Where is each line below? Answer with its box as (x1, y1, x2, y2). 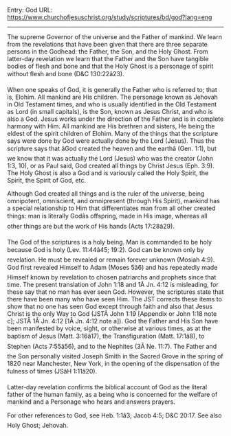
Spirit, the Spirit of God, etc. (7, 176, 87, 184)
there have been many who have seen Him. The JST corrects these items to (7, 295, 222, 303)
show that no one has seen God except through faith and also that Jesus (7, 302, 213, 310)
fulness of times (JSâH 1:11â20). (7, 367, 98, 375)
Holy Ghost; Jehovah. (7, 422, 69, 429)
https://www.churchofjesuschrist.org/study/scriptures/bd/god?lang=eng (7, 13, 212, 21)
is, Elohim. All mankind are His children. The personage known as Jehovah (7, 93, 219, 101)
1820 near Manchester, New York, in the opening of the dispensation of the (7, 360, 220, 367)
